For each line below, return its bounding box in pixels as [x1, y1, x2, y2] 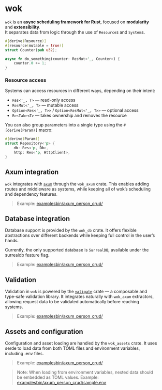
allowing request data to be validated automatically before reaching [5, 299, 139, 305]
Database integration [5, 215, 70, 223]
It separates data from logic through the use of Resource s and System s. [5, 29, 145, 35]
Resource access [5, 77, 46, 84]
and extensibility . [5, 24, 41, 30]
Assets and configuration [5, 328, 83, 336]
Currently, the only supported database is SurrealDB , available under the [5, 247, 149, 253]
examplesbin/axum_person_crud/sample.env [16, 380, 106, 386]
